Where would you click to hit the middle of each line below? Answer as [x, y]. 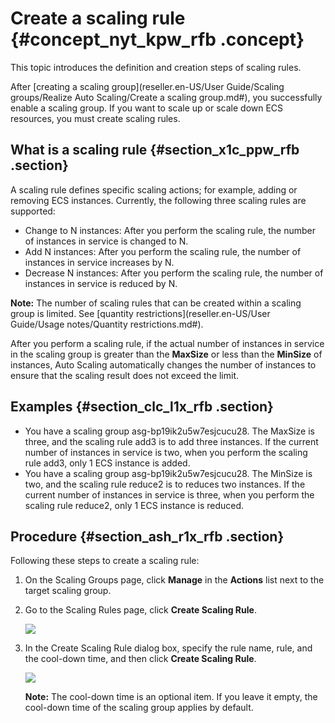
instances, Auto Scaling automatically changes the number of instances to [163, 364]
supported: [33, 211]
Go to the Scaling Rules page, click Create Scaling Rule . [140, 610]
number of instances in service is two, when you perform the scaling [166, 452]
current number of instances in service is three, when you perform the [169, 494]
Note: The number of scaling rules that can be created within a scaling [156, 303]
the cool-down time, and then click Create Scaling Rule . [140, 659]
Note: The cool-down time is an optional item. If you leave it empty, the [171, 697]
